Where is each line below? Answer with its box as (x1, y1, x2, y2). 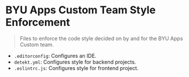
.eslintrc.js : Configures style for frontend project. (13, 64, 139, 71)
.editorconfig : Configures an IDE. (13, 52, 97, 59)
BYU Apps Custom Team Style (5, 3, 156, 17)
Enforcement (5, 16, 70, 29)
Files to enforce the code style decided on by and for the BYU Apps (19, 35, 183, 42)
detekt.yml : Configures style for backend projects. (13, 58, 136, 65)
